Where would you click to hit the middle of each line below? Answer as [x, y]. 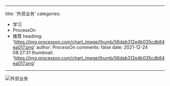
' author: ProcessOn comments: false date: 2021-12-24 [91, 47]
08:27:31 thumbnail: [33, 53]
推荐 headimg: [28, 36]
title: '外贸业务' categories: [33, 14]
